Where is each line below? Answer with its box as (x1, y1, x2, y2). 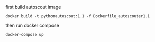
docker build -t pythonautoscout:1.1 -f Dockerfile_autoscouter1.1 (5, 14, 150, 19)
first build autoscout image (5, 4, 61, 10)
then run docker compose (5, 22, 59, 28)
